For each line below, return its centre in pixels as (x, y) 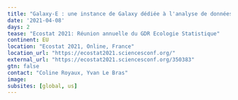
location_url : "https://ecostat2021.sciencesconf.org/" (91, 54)
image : (17, 79)
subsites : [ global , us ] (42, 86)
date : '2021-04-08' (36, 20)
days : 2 (19, 27)
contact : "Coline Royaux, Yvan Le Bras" (68, 73)
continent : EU (28, 40)
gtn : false (23, 66)
